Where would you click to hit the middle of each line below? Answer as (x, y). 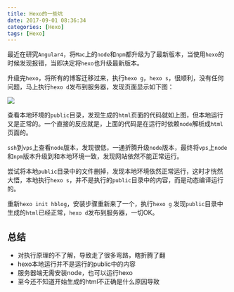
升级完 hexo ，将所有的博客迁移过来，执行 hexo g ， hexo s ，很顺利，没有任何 (116, 78)
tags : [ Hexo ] (26, 33)
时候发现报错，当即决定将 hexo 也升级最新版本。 (75, 63)
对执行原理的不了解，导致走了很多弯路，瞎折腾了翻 (91, 255)
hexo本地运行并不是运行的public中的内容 (76, 264)
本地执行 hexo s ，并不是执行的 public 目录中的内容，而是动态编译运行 (124, 180)
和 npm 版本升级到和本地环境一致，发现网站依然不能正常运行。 (95, 156)
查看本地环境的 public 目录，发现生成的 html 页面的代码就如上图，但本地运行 (115, 115)
